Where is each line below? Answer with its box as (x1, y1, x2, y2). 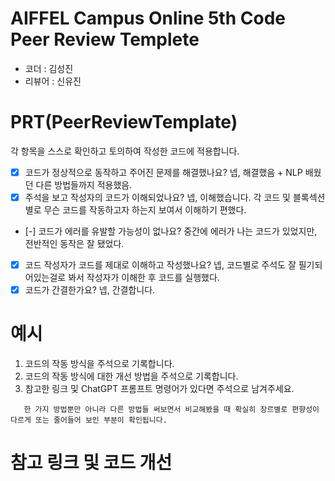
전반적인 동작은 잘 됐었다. (24, 238, 125, 249)
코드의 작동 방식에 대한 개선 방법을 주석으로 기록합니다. (24, 370, 239, 382)
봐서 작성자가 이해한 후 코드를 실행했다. (68, 272, 220, 284)
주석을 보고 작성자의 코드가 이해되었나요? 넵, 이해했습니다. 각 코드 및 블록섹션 (24, 191, 326, 203)
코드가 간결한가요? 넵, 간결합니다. (24, 284, 156, 296)
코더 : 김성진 (24, 62, 74, 74)
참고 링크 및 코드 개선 (10, 452, 173, 474)
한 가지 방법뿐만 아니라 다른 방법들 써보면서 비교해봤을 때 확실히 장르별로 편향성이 (23, 405, 320, 415)
